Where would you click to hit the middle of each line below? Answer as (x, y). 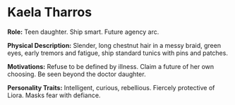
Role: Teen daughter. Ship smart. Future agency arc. (83, 32)
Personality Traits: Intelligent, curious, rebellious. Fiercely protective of (111, 87)
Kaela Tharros (50, 12)
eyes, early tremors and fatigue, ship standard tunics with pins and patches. (117, 53)
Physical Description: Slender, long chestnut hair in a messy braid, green (114, 45)
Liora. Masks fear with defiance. (54, 95)
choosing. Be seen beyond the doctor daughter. (77, 74)
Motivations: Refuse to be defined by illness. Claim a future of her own (111, 66)
